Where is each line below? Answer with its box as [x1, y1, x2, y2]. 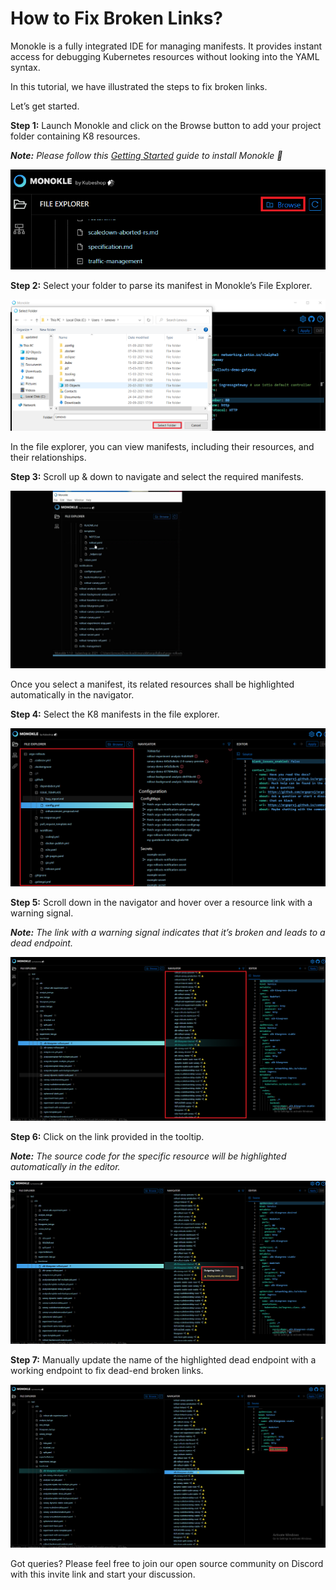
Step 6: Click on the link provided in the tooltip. [10, 1131, 205, 1143]
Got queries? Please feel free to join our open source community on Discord [10, 1557, 324, 1569]
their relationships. [10, 452, 87, 464]
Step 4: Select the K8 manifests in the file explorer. [10, 708, 220, 720]
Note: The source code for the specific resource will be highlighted [10, 1150, 287, 1162]
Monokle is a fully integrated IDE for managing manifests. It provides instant [10, 40, 323, 52]
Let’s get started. [10, 100, 80, 112]
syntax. [10, 61, 41, 73]
